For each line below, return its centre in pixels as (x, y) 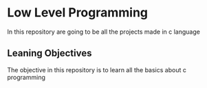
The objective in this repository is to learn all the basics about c (97, 69)
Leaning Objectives (50, 53)
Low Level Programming (78, 13)
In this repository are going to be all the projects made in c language (104, 32)
